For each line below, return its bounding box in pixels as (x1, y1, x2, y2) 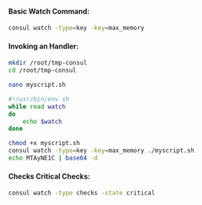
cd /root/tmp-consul (8, 66, 77, 75)
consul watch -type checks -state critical (8, 189, 156, 197)
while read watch (8, 102, 66, 111)
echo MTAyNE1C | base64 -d (8, 154, 98, 163)
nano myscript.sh (8, 81, 66, 89)
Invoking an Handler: (8, 41, 79, 51)
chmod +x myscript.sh (8, 140, 81, 148)
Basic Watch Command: (8, 6, 90, 16)
